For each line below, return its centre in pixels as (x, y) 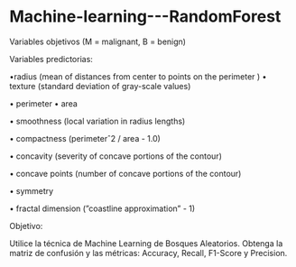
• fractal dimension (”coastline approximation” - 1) (102, 208)
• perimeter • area (44, 103)
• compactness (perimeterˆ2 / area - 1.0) (85, 138)
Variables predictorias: (51, 59)
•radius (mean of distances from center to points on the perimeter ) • (138, 76)
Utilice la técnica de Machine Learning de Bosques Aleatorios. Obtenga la (146, 243)
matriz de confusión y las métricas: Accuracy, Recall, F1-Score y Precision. (148, 253)
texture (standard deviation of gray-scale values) (100, 86)
